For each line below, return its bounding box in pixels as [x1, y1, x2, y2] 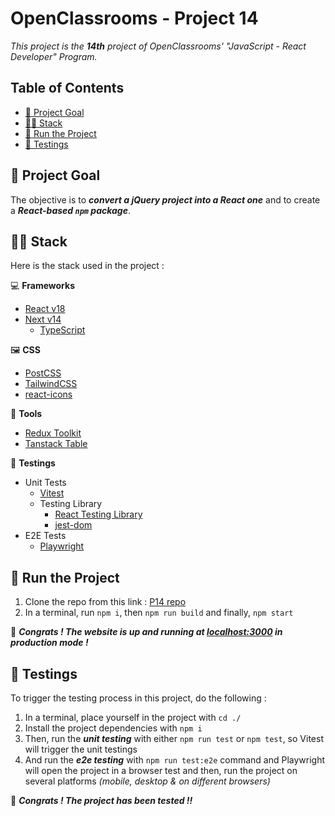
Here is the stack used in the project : [10, 260, 165, 272]
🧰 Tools [10, 408, 43, 420]
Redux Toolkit [24, 427, 82, 439]
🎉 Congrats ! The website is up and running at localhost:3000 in [10, 626, 283, 638]
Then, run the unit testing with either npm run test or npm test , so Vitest [24, 733, 324, 744]
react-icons [24, 388, 73, 401]
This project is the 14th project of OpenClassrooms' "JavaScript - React [10, 40, 307, 52]
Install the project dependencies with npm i [24, 722, 203, 734]
